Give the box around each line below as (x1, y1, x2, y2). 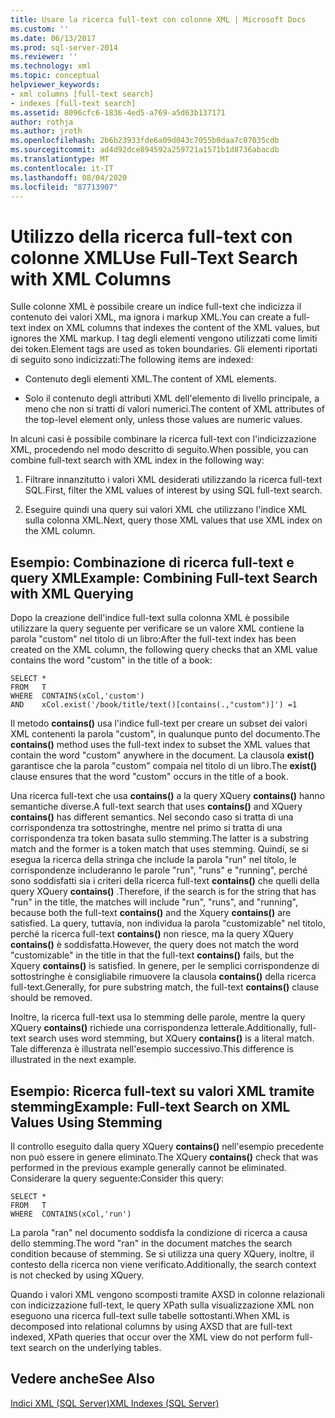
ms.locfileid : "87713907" (10, 182, 118, 192)
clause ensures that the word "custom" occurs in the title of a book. (10, 771, 289, 783)
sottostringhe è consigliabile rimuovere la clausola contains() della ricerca (10, 971, 317, 983)
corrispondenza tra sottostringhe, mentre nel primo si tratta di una (10, 822, 283, 834)
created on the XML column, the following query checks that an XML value (10, 644, 318, 656)
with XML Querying (10, 585, 134, 602)
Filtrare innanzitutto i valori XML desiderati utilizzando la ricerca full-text (24, 474, 323, 486)
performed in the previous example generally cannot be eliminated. (10, 1161, 287, 1173)
